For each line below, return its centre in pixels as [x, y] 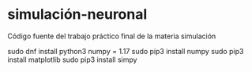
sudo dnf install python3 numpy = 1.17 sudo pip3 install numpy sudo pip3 [126, 51]
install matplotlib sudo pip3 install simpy [72, 59]
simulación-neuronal [77, 14]
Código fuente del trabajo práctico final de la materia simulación [112, 36]
